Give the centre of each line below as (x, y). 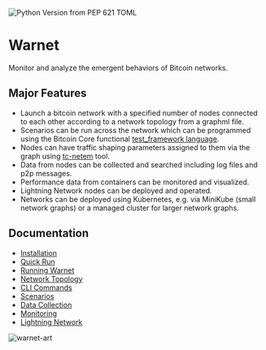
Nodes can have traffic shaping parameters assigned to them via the (135, 147)
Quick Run (37, 261)
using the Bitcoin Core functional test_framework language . (120, 139)
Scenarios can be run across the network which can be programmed (135, 130)
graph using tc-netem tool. (65, 156)
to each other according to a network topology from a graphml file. (132, 121)
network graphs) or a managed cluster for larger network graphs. (130, 208)
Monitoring (38, 313)
